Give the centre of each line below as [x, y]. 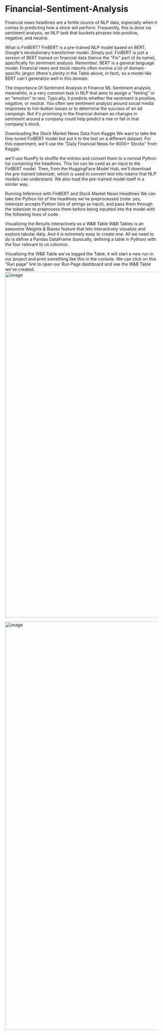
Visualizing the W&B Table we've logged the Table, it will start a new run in [79, 253]
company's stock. [23, 124]
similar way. [17, 184]
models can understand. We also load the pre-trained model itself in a [75, 179]
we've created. [20, 269]
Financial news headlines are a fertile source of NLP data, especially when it [81, 22]
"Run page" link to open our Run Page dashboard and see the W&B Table [78, 264]
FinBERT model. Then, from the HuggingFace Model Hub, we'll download [78, 168]
